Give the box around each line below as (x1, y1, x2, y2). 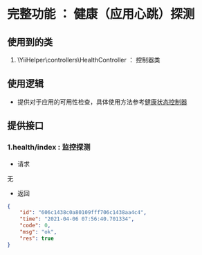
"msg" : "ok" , (19, 229, 57, 236)
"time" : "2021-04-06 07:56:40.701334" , (19, 216, 135, 222)
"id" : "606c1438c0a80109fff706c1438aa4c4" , (19, 209, 147, 216)
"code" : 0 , (19, 222, 51, 229)
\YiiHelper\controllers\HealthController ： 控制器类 (17, 56, 160, 64)
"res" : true (19, 235, 54, 242)
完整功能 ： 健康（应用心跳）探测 (7, 6, 195, 22)
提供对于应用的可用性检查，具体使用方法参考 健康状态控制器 (17, 98, 187, 106)
